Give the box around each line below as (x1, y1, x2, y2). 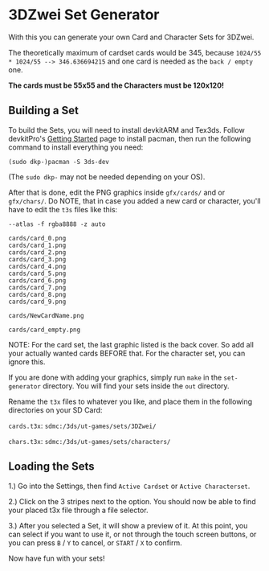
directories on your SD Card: (8, 405, 103, 415)
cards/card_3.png (8, 255, 67, 263)
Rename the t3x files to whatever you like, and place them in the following (8, 396, 253, 406)
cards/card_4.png (8, 262, 67, 270)
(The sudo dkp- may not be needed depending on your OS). (8, 171, 206, 182)
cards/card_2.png (8, 248, 67, 257)
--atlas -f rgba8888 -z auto (8, 220, 106, 228)
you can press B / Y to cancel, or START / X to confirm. (8, 537, 182, 548)
